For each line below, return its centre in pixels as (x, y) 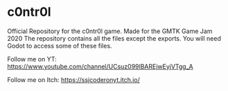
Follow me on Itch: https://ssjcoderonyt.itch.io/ (74, 79)
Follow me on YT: (32, 59)
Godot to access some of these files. (60, 45)
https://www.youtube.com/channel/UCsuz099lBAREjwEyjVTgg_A (100, 66)
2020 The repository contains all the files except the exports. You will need (114, 38)
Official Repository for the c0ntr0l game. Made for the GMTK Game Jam (110, 31)
